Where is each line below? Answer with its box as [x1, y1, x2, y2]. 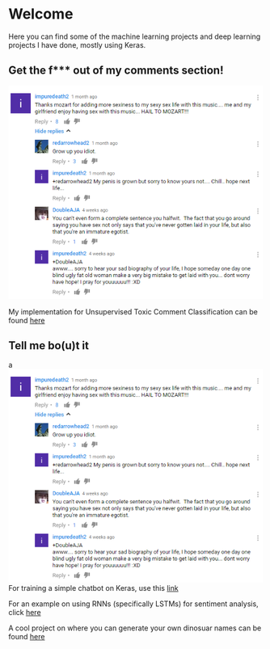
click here [8, 608, 42, 617]
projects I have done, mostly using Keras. [8, 40, 146, 49]
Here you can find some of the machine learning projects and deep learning [8, 32, 261, 41]
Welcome [8, 5, 74, 23]
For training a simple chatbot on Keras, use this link [8, 584, 179, 593]
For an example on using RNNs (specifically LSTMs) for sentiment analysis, [8, 599, 259, 609]
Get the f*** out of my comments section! [8, 64, 224, 78]
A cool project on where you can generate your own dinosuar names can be [8, 623, 262, 633]
